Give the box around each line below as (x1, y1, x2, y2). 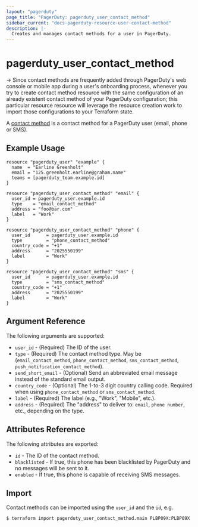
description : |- (6, 25, 46, 32)
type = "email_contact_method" (11, 201, 97, 207)
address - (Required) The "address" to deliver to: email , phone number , (14, 400, 186, 408)
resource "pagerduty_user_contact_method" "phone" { (6, 227, 140, 233)
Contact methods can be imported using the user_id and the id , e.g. (6, 504, 174, 511)
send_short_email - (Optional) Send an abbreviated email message (14, 369, 178, 376)
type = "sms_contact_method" (11, 279, 105, 285)
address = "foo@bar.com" (11, 206, 73, 212)
